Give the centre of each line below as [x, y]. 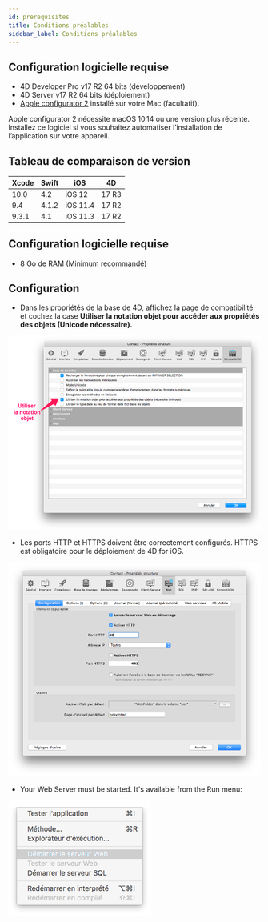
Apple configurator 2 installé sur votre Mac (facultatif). [110, 103]
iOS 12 [76, 194]
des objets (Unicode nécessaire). [76, 325]
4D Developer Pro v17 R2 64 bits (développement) [102, 86]
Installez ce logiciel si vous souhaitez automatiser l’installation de [115, 127]
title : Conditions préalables [59, 25]
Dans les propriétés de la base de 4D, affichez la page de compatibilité [136, 307]
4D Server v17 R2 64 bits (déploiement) [85, 95]
